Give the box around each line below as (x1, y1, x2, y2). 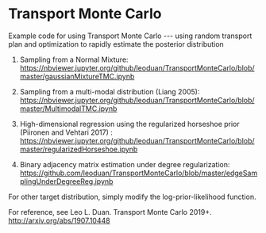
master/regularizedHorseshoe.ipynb (19, 144, 138, 154)
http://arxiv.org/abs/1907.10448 (8, 216, 110, 225)
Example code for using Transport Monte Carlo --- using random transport (8, 31, 253, 40)
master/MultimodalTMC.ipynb (19, 104, 118, 113)
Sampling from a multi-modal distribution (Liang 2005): (19, 86, 200, 96)
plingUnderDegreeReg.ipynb (19, 176, 114, 186)
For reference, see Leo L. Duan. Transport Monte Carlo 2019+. (8, 207, 212, 216)
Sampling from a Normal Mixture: (19, 55, 129, 64)
